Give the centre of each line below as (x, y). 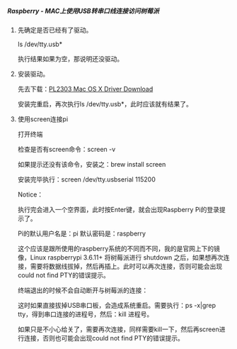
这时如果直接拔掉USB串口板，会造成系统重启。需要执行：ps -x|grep (117, 305)
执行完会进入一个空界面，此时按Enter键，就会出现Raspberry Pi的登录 (118, 209)
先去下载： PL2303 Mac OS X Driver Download (85, 89)
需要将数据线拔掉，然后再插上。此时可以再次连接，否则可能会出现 (126, 266)
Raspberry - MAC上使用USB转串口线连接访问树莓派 (83, 11)
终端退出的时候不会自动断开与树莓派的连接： (83, 290)
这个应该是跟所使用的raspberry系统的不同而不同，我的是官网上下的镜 (119, 248)
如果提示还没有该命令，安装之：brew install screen (92, 164)
